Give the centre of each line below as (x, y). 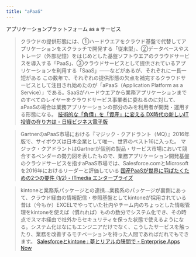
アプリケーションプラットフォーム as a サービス (63, 29)
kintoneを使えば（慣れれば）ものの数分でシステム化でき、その (106, 212)
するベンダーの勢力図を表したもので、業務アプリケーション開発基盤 (107, 156)
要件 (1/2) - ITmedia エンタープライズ (89, 178)
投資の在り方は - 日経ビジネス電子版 (64, 121)
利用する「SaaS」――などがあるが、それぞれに (114, 70)
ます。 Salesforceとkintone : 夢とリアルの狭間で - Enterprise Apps (100, 241)
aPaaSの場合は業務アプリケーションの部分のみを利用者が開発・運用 (102, 107)
